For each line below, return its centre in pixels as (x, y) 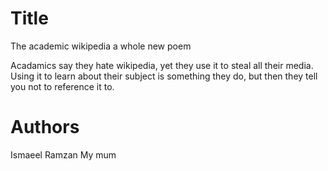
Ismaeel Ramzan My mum (63, 154)
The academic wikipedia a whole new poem (101, 46)
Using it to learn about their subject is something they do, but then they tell (164, 76)
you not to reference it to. (62, 86)
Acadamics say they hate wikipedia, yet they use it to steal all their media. (162, 65)
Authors (45, 127)
